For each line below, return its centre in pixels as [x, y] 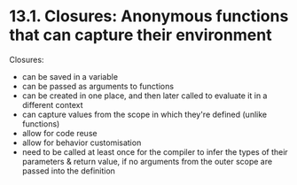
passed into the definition [68, 171]
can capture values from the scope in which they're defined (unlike [145, 114]
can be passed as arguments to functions [98, 86]
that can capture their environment [141, 35]
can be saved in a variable [70, 76]
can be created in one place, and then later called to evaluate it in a [145, 96]
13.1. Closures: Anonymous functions [149, 16]
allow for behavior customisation [82, 143]
